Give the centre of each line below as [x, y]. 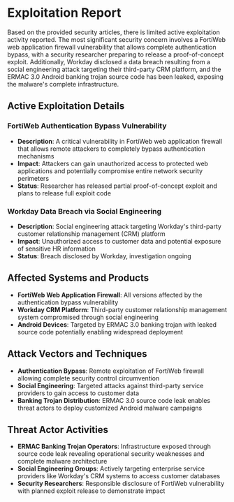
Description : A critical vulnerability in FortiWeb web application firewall [119, 141]
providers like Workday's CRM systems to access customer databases [119, 476]
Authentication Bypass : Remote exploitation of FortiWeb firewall [111, 371]
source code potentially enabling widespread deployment [100, 332]
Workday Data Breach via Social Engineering [85, 211]
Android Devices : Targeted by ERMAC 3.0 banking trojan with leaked [117, 324]
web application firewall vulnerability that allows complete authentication [112, 47]
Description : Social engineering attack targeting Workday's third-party [119, 226]
